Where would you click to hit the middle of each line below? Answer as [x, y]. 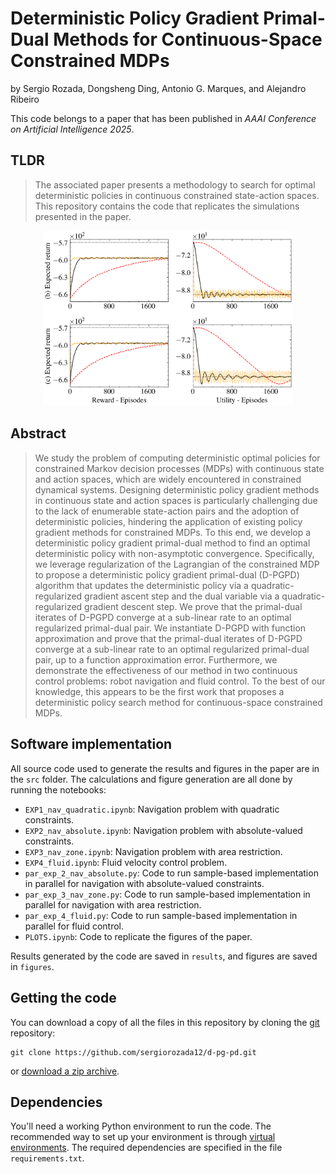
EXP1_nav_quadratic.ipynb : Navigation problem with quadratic [152, 809]
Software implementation [91, 744]
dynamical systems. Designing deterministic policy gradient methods [177, 489]
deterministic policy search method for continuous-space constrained [178, 702]
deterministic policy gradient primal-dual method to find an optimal [172, 543]
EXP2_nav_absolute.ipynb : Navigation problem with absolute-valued [163, 830]
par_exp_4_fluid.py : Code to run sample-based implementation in [161, 915]
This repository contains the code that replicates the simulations [167, 206]
